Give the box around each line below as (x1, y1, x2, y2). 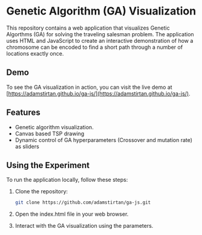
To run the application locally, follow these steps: (6, 176, 128, 184)
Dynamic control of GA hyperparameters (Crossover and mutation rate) (15, 136, 192, 143)
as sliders (15, 143, 39, 150)
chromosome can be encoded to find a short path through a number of (6, 43, 183, 51)
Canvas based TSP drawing (15, 130, 85, 137)
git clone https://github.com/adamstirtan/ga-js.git (15, 199, 151, 206)
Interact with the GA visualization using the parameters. (15, 222, 154, 230)
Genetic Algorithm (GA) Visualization (6, 4, 197, 18)
